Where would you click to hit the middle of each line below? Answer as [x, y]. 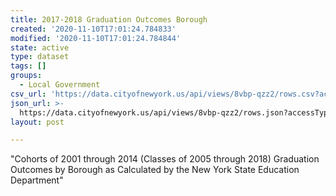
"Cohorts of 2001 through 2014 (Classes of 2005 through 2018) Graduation [165, 159]
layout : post [37, 122]
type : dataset [40, 57]
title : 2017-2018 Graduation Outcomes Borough [109, 19]
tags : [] [28, 66]
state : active [40, 47]
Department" [37, 180]
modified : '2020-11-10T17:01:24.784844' [96, 38]
